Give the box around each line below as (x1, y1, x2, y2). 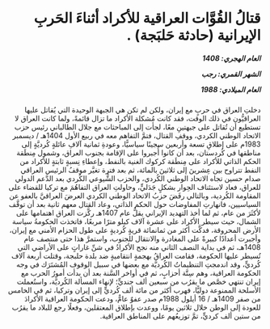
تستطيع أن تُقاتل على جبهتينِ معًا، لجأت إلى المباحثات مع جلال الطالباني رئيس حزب (14, 122, 261, 132)
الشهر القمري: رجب (200, 69, 261, 78)
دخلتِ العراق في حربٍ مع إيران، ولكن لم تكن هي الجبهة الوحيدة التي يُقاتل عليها (24, 105, 261, 115)
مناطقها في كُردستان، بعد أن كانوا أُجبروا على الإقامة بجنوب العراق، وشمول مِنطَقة (16, 148, 261, 158)
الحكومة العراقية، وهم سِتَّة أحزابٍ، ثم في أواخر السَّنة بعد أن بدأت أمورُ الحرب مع (20, 268, 261, 278)
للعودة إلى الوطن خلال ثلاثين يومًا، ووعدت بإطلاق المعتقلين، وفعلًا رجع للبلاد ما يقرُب (11, 302, 261, 312)
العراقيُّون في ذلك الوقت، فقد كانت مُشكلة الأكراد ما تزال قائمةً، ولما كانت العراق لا (15, 114, 261, 124)
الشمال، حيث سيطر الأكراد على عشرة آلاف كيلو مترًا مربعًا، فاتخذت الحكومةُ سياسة (12, 217, 261, 226)
